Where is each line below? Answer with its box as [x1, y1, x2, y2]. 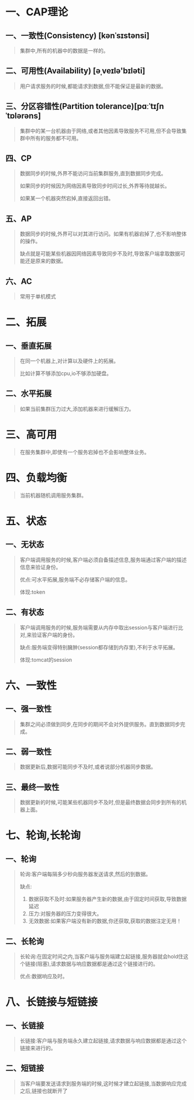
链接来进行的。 [19, 1044, 56, 1051]
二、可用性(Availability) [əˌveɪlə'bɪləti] [5, 66, 145, 76]
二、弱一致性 [5, 747, 52, 757]
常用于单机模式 [19, 293, 56, 300]
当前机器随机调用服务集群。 [19, 492, 87, 499]
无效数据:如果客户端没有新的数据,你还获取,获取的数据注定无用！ [28, 918, 182, 925]
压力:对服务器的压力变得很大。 [28, 910, 102, 917]
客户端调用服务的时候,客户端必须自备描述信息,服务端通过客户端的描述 [19, 556, 187, 563]
